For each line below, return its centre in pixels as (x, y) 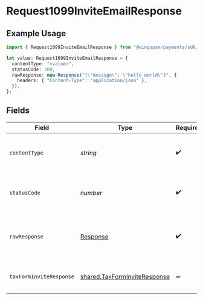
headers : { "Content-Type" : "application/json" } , (82, 81)
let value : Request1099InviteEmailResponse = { (67, 58)
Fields (18, 111)
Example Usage (36, 34)
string (88, 153)
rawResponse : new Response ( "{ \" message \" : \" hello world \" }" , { (94, 75)
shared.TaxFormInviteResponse (125, 276)
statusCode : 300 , (34, 69)
